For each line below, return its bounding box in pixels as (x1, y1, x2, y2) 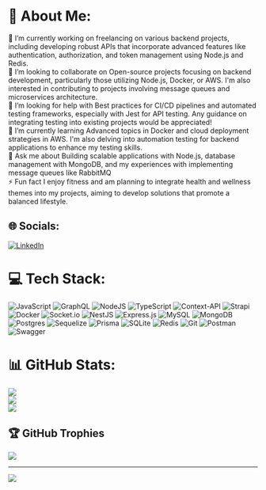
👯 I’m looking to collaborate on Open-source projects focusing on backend (8, 66, 252, 76)
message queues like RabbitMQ (8, 168, 112, 177)
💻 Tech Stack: (8, 269, 106, 287)
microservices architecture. (8, 92, 98, 101)
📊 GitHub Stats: (8, 355, 116, 374)
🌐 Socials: (8, 219, 60, 233)
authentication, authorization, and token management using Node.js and (8, 50, 244, 59)
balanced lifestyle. (8, 196, 69, 206)
